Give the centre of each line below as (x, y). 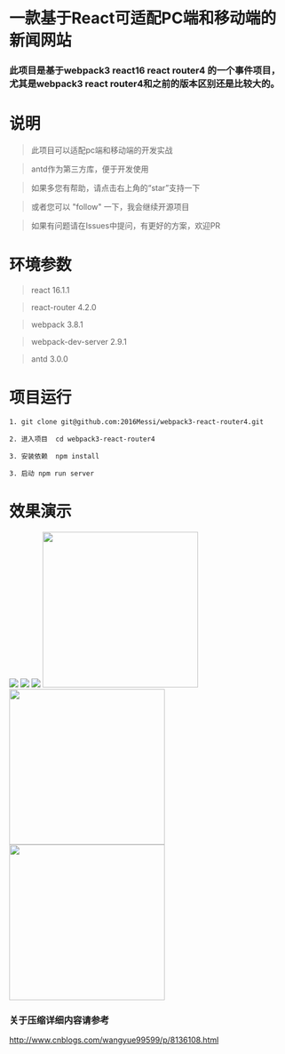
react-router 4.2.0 (63, 307)
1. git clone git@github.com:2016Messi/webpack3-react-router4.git (137, 422)
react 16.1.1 (50, 290)
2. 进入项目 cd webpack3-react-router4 (82, 439)
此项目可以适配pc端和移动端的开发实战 (102, 150)
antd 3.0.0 (49, 359)
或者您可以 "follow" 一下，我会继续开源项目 (110, 207)
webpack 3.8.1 (57, 324)
